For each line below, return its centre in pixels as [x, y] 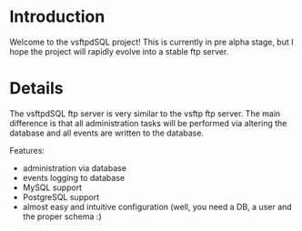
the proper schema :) [62, 216]
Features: [27, 150]
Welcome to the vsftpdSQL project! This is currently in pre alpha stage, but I [151, 42]
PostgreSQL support [61, 196]
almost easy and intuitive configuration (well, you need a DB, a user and [157, 206]
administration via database [75, 168]
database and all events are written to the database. [107, 133]
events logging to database [74, 177]
